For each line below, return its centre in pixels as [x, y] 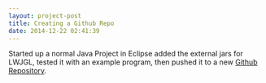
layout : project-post [45, 16]
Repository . [28, 71]
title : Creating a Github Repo [61, 23]
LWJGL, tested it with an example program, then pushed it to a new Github [133, 62]
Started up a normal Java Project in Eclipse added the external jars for [126, 54]
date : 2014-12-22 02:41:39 [54, 31]
